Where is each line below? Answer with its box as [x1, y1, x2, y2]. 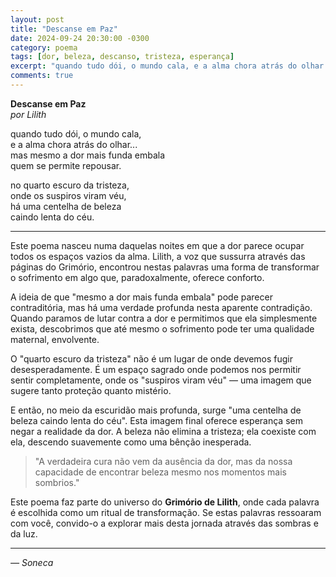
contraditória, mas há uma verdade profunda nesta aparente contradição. [10, 301, 313, 313]
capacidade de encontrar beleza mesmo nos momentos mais [34, 466, 287, 478]
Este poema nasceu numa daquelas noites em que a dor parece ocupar [10, 239, 305, 251]
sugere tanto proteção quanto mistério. [10, 384, 172, 396]
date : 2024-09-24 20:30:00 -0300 [10, 33, 150, 43]
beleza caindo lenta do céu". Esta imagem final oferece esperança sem [10, 414, 303, 426]
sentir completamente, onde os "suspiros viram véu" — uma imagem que [10, 374, 312, 386]
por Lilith [10, 108, 47, 120]
